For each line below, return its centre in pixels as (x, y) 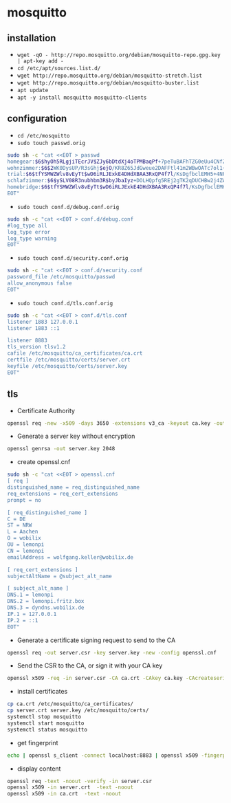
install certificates (42, 692)
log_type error (29, 232)
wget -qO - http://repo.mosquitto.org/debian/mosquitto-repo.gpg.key (119, 55)
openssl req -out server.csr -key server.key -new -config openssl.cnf (112, 652)
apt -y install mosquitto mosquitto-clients (82, 98)
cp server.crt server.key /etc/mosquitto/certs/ (78, 711)
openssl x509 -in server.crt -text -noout (70, 788)
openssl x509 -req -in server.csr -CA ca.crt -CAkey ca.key (95, 679)
